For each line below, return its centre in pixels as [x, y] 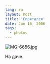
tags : [11, 28]
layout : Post [19, 14]
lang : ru [14, 10]
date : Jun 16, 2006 [25, 24]
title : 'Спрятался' [25, 19]
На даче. [14, 57]
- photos [19, 33]
